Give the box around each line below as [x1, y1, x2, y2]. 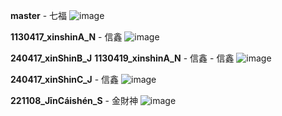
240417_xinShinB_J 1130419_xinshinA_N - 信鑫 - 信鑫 [10, 52, 235, 64]
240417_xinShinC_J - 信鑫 [10, 74, 120, 85]
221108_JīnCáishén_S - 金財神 [10, 95, 138, 106]
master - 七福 [10, 10, 68, 21]
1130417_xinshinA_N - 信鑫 [10, 31, 123, 43]
